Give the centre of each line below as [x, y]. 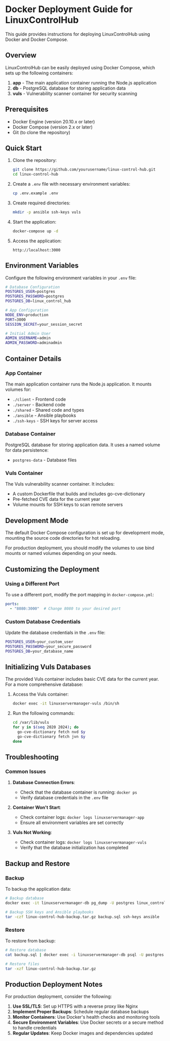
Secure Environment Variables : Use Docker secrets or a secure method [88, 1022]
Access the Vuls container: [41, 695]
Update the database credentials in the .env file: [55, 633]
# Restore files [22, 964]
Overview [21, 55]
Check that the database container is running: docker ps [79, 792]
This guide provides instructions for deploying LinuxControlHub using [78, 34]
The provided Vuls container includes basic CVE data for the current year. [82, 679]
